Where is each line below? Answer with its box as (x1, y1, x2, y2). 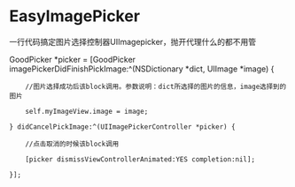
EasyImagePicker (9, 6, 140, 26)
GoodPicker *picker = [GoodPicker (9, 54, 136, 64)
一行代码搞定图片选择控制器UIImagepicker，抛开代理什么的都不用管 (9, 36, 257, 47)
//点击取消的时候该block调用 (25, 139, 120, 148)
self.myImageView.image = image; (25, 107, 149, 116)
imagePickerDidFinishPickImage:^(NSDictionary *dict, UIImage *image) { (9, 64, 275, 74)
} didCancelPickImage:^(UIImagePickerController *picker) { (9, 122, 237, 131)
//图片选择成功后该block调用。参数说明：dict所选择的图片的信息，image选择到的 (25, 82, 286, 91)
